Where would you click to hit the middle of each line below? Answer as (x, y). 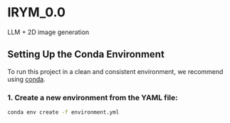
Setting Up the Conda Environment (86, 54)
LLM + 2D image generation (48, 32)
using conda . (27, 79)
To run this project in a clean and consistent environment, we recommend (115, 71)
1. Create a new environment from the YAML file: (93, 97)
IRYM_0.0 (37, 12)
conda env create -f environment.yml (63, 112)
